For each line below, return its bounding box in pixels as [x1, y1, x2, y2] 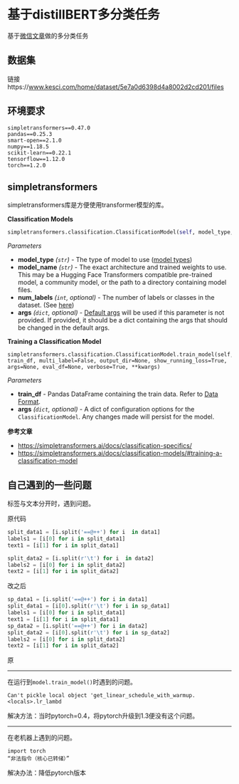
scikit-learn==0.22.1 [7, 149, 72, 157]
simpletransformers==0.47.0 [7, 124, 91, 132]
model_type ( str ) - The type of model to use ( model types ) [17, 256, 193, 264]
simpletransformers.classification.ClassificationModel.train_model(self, [7, 351, 234, 358]
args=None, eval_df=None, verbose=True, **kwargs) [7, 364, 161, 371]
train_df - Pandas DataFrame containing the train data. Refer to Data [17, 390, 218, 399]
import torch [7, 748, 46, 755]
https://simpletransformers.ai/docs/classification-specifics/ [17, 441, 192, 450]
